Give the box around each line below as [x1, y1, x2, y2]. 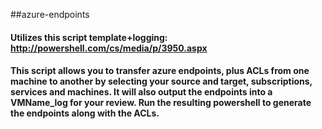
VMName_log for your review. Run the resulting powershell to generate [10, 97, 312, 109]
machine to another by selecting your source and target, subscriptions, [10, 75, 313, 88]
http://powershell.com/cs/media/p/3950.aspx [10, 42, 208, 54]
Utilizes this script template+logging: [10, 31, 168, 43]
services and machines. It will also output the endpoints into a [10, 86, 273, 98]
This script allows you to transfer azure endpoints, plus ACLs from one [10, 65, 310, 77]
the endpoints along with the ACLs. [10, 107, 160, 119]
